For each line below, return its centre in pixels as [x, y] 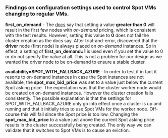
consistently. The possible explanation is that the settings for [68, 98]
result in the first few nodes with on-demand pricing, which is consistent [81, 30]
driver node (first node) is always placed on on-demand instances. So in [81, 46]
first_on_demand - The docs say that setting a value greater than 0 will [80, 25]
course [13, 114]
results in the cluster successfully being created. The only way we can [78, 125]
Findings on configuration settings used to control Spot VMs [81, 8]
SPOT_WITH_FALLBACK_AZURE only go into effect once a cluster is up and [83, 104]
